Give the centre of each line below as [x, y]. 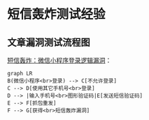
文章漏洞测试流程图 [49, 42]
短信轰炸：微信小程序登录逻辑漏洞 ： [59, 60]
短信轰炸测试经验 [57, 14]
